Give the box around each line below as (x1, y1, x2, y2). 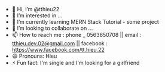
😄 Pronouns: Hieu (11, 52, 57, 60)
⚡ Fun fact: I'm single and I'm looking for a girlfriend (11, 60, 140, 66)
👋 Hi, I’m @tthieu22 (11, 6, 60, 12)
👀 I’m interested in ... (11, 12, 63, 19)
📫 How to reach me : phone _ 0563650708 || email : (11, 32, 142, 38)
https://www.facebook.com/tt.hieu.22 (11, 46, 105, 53)
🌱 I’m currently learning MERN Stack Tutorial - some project (11, 18, 160, 25)
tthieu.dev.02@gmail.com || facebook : (11, 40, 108, 47)
